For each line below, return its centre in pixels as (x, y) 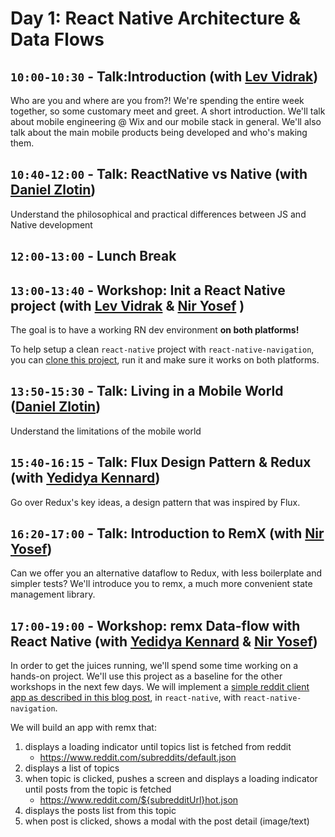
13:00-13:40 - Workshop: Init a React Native (148, 290)
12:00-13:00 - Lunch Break (93, 256)
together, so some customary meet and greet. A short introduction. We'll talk (168, 111)
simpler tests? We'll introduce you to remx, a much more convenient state (161, 584)
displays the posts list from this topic (100, 811)
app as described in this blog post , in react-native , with (126, 698)
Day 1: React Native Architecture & (155, 18)
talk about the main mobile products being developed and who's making (159, 132)
